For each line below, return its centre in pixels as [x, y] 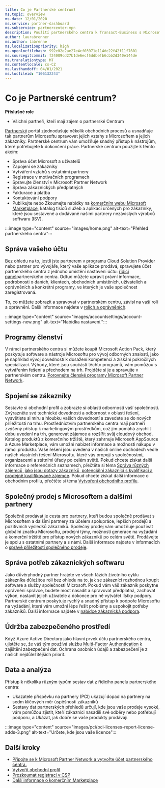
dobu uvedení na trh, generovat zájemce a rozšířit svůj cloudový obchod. [79, 434]
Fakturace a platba [31, 192]
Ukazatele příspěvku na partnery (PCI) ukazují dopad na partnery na [81, 696]
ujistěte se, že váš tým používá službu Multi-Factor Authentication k [74, 644]
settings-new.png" [24, 322]
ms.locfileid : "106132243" [33, 74]
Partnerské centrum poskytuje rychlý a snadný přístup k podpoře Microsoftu [82, 600]
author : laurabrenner [27, 37]
